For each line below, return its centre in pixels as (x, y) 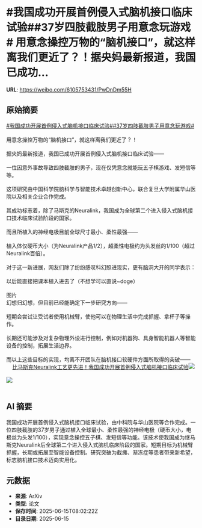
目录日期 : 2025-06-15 (42, 519)
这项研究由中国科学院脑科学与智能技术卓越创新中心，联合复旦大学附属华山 (98, 189)
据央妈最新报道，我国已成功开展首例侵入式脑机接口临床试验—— (85, 154)
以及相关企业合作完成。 (40, 196)
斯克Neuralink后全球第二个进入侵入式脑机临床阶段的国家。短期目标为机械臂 (100, 445)
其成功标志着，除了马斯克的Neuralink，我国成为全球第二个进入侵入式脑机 (97, 210)
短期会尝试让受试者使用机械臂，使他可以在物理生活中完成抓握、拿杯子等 (96, 316)
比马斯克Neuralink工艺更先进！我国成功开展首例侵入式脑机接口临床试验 (100, 367)
